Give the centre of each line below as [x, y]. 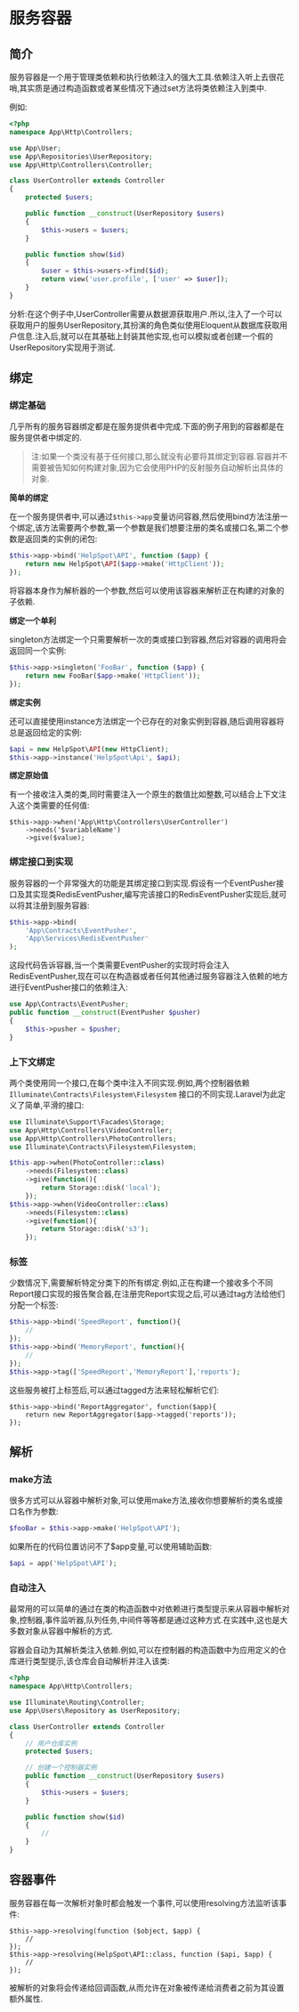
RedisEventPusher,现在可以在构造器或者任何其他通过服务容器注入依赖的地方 [149, 977]
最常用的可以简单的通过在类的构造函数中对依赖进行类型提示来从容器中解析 [145, 1609]
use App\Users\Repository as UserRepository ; [95, 1710]
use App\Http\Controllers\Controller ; [81, 165]
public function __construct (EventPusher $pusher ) [105, 1013]
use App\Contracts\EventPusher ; [69, 1004]
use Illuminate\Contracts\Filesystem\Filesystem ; [103, 1147]
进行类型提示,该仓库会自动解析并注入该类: [93, 1661]
